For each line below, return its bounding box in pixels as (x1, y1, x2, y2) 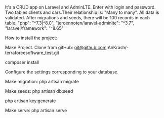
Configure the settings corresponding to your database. (5, 69, 119, 75)
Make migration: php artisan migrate (5, 79, 79, 84)
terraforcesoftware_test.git (5, 50, 59, 56)
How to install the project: (5, 35, 58, 41)
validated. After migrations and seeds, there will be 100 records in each (5, 15, 150, 20)
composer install (5, 59, 39, 65)
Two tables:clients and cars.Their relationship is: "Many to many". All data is (5, 9, 160, 15)
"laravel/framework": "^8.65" (5, 25, 64, 31)
